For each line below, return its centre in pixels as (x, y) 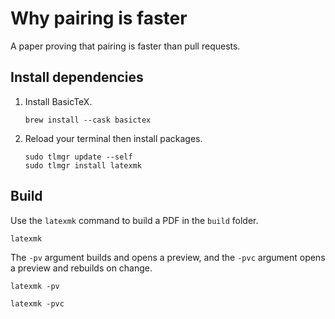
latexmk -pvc (37, 303)
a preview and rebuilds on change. (81, 268)
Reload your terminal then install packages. (113, 138)
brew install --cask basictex (88, 120)
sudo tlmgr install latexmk (83, 165)
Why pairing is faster (99, 18)
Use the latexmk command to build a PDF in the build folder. (134, 220)
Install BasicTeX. (58, 101)
